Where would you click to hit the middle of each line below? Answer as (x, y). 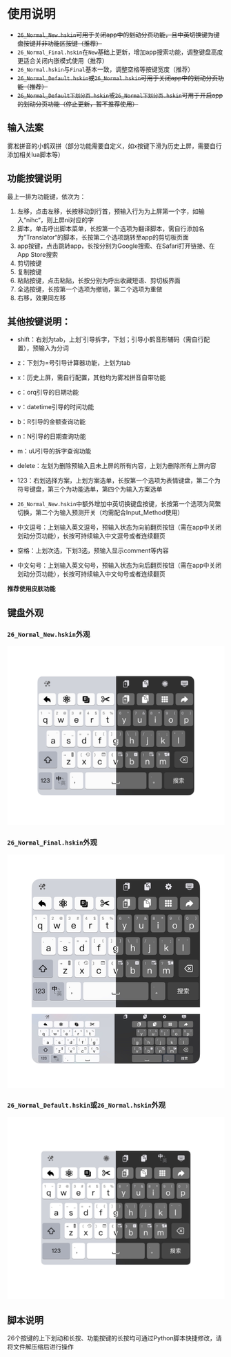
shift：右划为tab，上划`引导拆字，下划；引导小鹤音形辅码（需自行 (110, 339)
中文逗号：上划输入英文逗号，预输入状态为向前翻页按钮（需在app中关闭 (119, 528)
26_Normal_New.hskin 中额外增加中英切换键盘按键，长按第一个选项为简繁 (119, 504)
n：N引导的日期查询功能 (51, 436)
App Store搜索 (38, 254)
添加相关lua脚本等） (36, 154)
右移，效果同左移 (41, 298)
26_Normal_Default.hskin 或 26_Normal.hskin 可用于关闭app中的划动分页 (118, 78)
